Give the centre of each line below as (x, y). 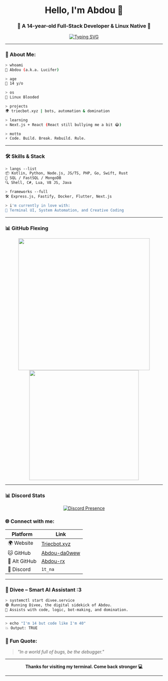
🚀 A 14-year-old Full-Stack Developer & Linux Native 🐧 (84, 26)
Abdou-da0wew (61, 553)
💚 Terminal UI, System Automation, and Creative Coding (64, 210)
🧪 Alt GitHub (22, 561)
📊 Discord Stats (25, 496)
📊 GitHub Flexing (27, 228)
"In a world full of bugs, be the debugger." (61, 652)
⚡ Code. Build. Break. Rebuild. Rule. (45, 138)
